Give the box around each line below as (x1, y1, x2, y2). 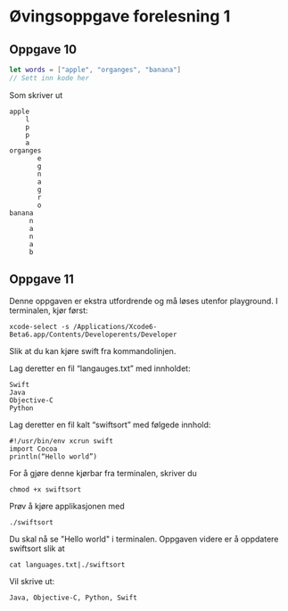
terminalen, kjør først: (9, 305, 88, 316)
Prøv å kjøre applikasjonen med (9, 500, 125, 511)
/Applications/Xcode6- (72, 322, 158, 331)
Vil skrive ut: (9, 575, 55, 586)
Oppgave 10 (9, 42, 78, 57)
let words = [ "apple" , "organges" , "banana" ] (9, 65, 181, 74)
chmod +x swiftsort (9, 484, 82, 494)
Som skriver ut (9, 89, 63, 100)
